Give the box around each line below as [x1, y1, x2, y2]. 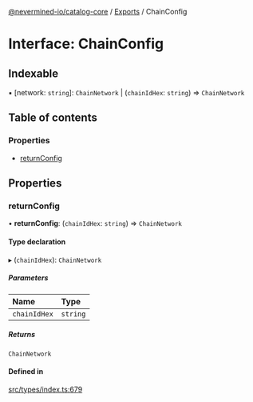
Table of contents [8, 111, 97, 125]
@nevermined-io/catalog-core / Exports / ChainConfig [8, 7, 188, 16]
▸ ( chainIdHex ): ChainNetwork [8, 255, 102, 264]
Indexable [8, 66, 59, 80]
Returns [8, 330, 36, 340]
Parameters [8, 273, 49, 283]
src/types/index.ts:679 [8, 384, 83, 394]
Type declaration [8, 236, 66, 247]
